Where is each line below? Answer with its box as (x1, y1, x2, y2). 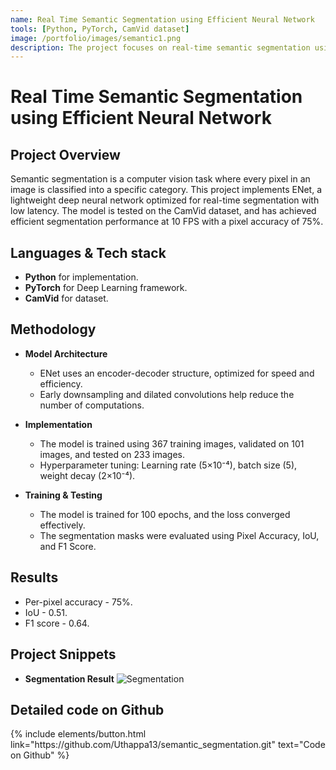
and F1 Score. (39, 540, 97, 552)
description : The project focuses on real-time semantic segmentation (10, 42, 311, 53)
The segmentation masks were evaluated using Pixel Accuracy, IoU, (39, 529, 320, 541)
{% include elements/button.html (10, 728, 147, 740)
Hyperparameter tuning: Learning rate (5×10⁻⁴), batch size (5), (39, 459, 298, 471)
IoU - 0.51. (24, 606, 68, 618)
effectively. (39, 519, 86, 531)
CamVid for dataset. (24, 292, 109, 305)
